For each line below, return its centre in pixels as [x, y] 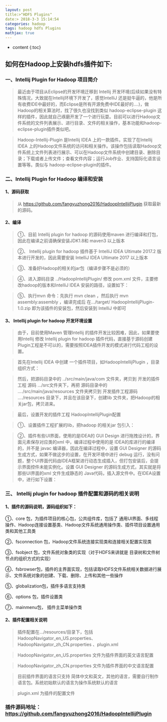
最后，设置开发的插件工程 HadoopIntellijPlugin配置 [69, 414]
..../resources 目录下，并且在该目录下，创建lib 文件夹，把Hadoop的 [86, 397]
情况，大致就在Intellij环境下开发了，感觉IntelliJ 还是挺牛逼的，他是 [90, 97]
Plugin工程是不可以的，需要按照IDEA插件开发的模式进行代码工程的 [85, 345]
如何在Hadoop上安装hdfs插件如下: [59, 64]
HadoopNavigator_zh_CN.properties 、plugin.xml [68, 644]
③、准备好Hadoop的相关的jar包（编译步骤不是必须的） [75, 268]
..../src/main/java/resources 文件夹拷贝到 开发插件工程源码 [78, 391]
